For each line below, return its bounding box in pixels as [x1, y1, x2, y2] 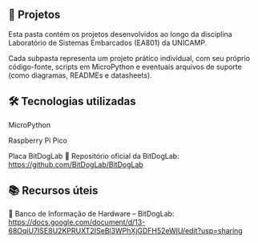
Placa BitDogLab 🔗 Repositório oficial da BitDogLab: [8, 151, 179, 160]
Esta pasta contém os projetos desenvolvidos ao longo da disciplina [8, 29, 232, 38]
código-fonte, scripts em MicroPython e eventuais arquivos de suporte [8, 62, 242, 71]
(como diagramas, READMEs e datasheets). [8, 70, 152, 80]
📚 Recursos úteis [8, 184, 99, 197]
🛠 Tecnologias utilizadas [8, 95, 136, 108]
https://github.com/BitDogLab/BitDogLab [8, 160, 144, 169]
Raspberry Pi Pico [8, 136, 68, 145]
